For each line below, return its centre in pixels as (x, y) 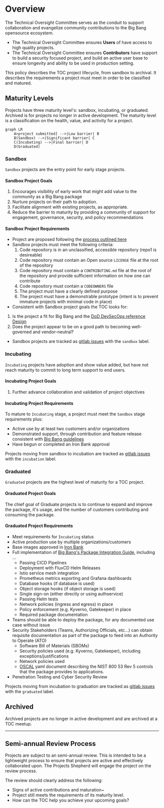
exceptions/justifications (44, 656)
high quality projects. (33, 47)
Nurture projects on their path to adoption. (55, 202)
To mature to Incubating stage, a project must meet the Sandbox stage (75, 414)
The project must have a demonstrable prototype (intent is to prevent (89, 297)
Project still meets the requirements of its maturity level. (68, 795)
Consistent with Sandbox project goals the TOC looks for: (70, 307)
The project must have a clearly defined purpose (69, 291)
